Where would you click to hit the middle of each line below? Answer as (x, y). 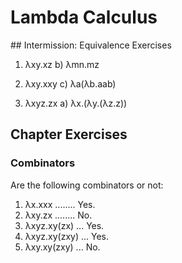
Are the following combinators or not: (87, 185)
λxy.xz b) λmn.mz (62, 64)
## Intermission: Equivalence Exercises (91, 45)
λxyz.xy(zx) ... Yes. (64, 225)
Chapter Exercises (69, 134)
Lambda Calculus (84, 17)
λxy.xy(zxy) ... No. (62, 247)
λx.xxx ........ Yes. (60, 204)
